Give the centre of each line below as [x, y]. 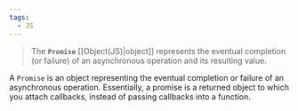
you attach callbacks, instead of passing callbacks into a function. [130, 96]
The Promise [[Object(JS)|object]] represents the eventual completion [158, 51]
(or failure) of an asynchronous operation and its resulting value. [149, 60]
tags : [19, 17]
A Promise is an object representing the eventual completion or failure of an [147, 77]
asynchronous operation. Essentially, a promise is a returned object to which [149, 87]
